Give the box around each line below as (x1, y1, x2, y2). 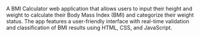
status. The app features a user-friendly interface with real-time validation (6, 18, 190, 24)
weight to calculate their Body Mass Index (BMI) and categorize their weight (6, 11, 194, 18)
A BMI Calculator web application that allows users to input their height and (6, 5, 192, 12)
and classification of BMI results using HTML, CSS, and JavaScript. (6, 24, 172, 31)
